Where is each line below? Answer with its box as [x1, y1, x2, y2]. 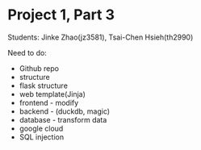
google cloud [19, 123, 64, 133]
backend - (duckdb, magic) [19, 106, 111, 116]
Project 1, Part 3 [7, 6, 115, 24]
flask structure [19, 81, 68, 90]
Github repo [19, 63, 60, 73]
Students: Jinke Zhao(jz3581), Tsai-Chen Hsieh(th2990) [7, 32, 194, 42]
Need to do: [7, 48, 48, 57]
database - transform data [19, 115, 107, 124]
